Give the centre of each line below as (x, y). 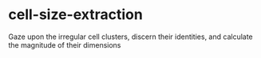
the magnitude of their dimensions (65, 44)
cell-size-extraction (76, 15)
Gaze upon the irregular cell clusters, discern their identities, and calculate (130, 37)
